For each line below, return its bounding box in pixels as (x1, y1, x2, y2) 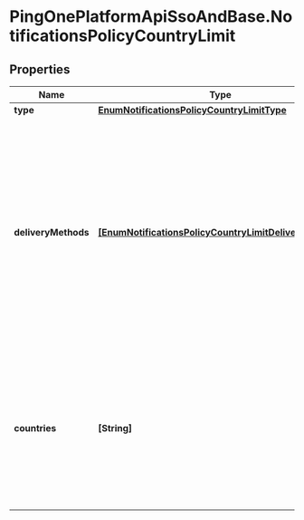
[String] (98, 422, 133, 434)
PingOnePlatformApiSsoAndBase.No (9, 6, 293, 27)
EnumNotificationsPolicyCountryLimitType (98, 104, 287, 116)
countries (14, 422, 57, 434)
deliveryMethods (14, 226, 90, 238)
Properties (9, 62, 71, 77)
